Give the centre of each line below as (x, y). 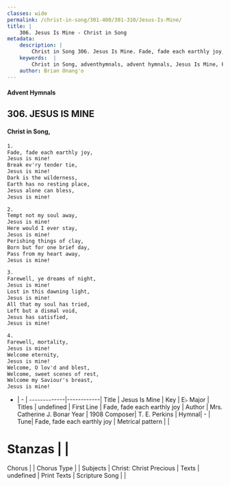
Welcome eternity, (33, 355)
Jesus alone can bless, (41, 190)
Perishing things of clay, (46, 241)
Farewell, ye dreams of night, (52, 279)
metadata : (21, 39)
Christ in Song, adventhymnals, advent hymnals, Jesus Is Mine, (125, 64)
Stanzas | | (38, 449)
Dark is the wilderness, (42, 178)
